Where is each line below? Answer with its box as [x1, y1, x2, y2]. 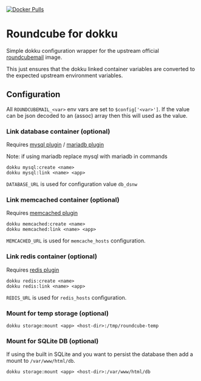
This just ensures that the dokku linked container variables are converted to [6, 65, 196, 72]
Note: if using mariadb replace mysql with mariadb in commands [6, 153, 168, 160]
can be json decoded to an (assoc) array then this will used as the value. [6, 112, 188, 119]
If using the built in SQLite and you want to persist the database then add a [6, 351, 193, 358]
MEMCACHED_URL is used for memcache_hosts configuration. [6, 237, 146, 244]
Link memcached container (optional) [6, 195, 120, 204]
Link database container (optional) [6, 127, 111, 136]
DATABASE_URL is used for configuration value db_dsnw [6, 180, 138, 188]
